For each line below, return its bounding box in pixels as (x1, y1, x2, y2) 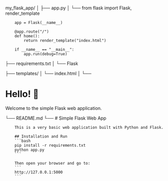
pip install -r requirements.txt (14, 143, 86, 148)
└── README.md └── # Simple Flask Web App (5, 115, 107, 121)
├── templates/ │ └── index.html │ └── (5, 71, 92, 76)
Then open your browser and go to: (14, 161, 91, 166)
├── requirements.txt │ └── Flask (5, 60, 78, 66)
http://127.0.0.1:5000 (14, 169, 63, 175)
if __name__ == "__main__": (14, 47, 74, 52)
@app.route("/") (14, 29, 50, 34)
